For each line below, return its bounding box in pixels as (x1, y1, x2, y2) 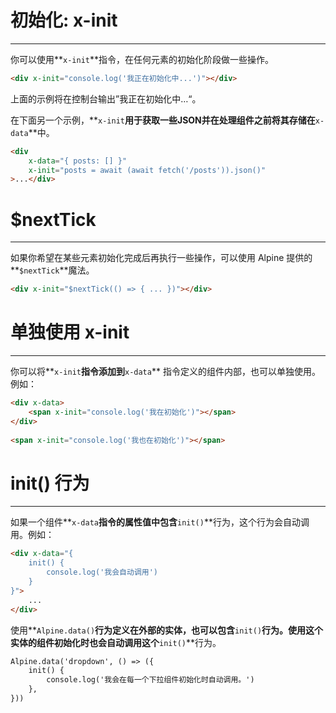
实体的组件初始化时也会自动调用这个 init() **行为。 (10, 636, 222, 648)
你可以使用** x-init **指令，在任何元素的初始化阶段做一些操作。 (10, 53, 275, 65)
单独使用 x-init (10, 321, 130, 344)
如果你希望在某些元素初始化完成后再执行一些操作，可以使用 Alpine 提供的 (10, 252, 313, 264)
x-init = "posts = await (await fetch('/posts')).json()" (28, 165, 267, 175)
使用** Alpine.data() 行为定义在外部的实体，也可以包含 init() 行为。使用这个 (10, 624, 324, 636)
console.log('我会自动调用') (46, 567, 158, 578)
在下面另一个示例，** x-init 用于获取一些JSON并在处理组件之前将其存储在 (10, 114, 316, 126)
